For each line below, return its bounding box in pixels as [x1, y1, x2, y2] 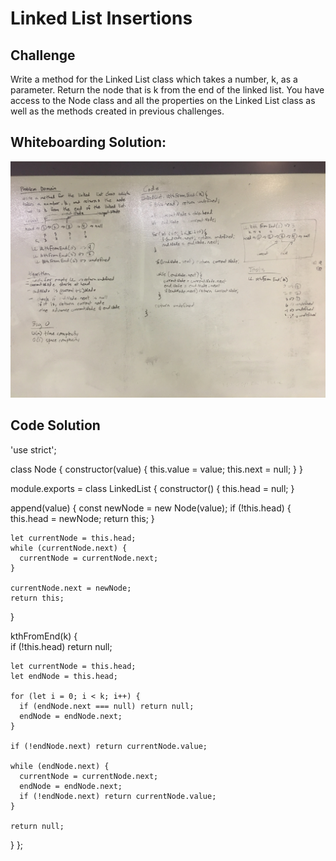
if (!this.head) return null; [10, 640, 113, 652]
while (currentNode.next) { [10, 543, 128, 553]
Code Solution [10, 417, 101, 434]
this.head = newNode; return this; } [10, 512, 155, 524]
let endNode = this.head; [10, 671, 118, 681]
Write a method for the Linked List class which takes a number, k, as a [10, 73, 298, 85]
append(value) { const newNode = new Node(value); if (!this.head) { [10, 502, 292, 514]
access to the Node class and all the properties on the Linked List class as [10, 95, 316, 106]
